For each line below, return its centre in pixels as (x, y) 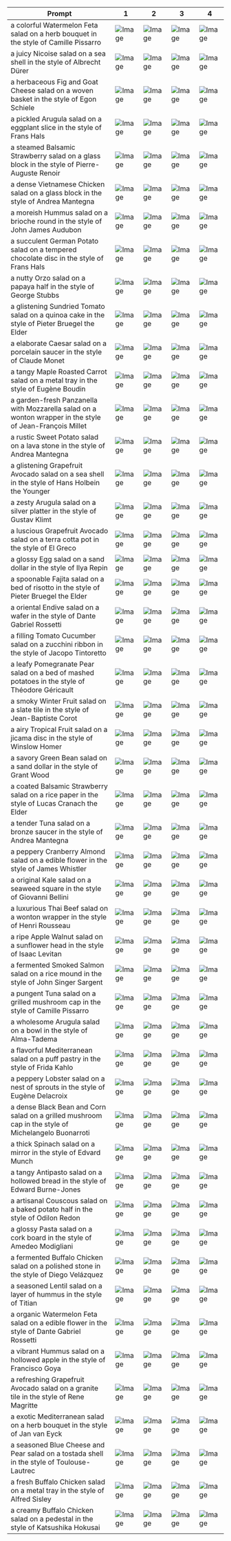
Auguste (24, 173)
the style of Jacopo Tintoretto (58, 653)
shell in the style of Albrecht (56, 62)
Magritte (24, 1405)
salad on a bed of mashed (53, 672)
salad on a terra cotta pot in (55, 539)
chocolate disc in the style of (57, 258)
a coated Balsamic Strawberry (59, 786)
